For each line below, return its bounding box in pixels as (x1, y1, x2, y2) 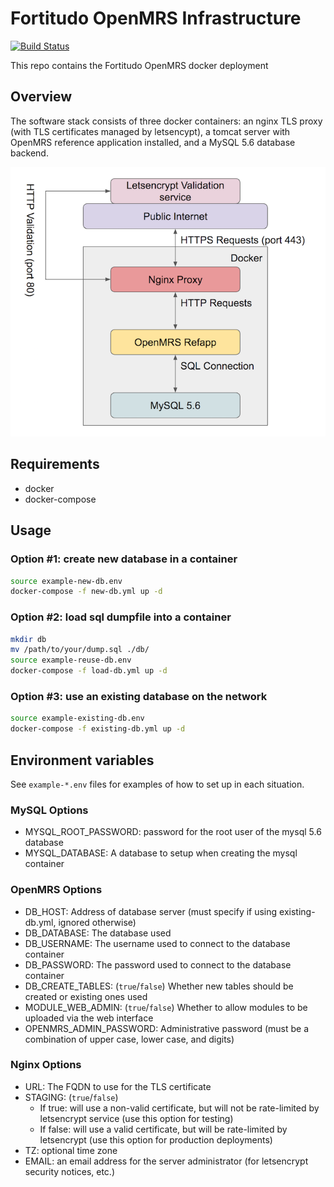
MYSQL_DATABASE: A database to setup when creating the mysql (24, 847, 298, 859)
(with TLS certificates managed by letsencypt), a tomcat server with (10, 125, 291, 137)
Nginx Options (10, 1058, 82, 1072)
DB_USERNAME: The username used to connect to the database (24, 937, 291, 949)
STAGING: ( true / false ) (24, 1091, 119, 1103)
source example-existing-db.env (10, 713, 145, 724)
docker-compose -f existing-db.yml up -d (10, 724, 186, 734)
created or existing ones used (24, 990, 148, 1002)
